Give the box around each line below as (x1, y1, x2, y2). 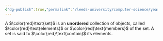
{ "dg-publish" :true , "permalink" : (5, 7, 73, 12)
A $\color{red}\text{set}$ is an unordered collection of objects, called (5, 20, 145, 26)
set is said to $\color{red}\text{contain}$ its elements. (5, 30, 113, 36)
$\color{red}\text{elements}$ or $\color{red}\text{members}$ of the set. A (5, 25, 154, 31)
